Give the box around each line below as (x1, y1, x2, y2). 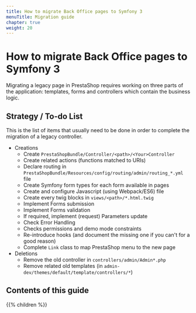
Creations (14, 145, 39, 151)
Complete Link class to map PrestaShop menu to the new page (23, 244, 176, 250)
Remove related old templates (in (23, 263, 103, 269)
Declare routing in (23, 163, 67, 170)
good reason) (23, 238, 56, 245)
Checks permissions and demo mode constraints (23, 225, 142, 232)
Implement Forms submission (23, 200, 95, 207)
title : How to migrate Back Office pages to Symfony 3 (6, 8, 143, 15)
